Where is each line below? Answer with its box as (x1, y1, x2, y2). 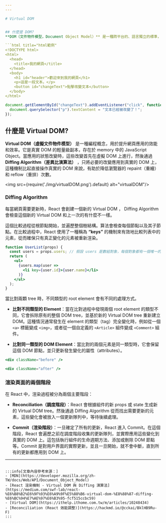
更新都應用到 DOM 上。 (21, 449, 69, 455)
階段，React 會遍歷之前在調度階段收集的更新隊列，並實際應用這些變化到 (12, 431, 160, 437)
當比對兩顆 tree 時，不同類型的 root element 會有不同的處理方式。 (5, 295, 139, 302)
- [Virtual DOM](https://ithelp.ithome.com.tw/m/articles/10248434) (5, 500, 149, 505)
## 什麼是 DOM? (5, 29, 34, 35)
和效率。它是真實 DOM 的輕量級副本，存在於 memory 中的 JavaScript (5, 147, 147, 153)
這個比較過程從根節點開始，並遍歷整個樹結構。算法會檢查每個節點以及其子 (5, 222, 157, 228)
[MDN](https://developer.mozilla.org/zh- (9, 474, 96, 478)
